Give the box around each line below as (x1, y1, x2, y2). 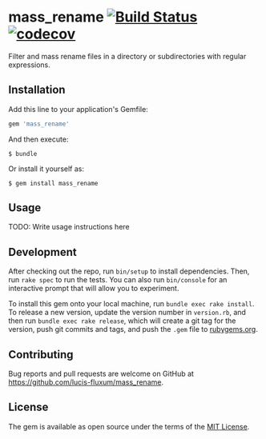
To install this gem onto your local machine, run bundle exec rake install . (8, 299, 255, 309)
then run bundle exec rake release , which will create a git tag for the (8, 316, 236, 325)
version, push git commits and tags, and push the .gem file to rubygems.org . (8, 325, 259, 334)
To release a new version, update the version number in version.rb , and (8, 308, 247, 317)
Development (8, 245, 78, 259)
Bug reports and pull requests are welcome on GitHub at (8, 369, 195, 379)
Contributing (8, 348, 74, 361)
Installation (8, 83, 66, 97)
